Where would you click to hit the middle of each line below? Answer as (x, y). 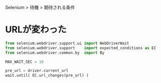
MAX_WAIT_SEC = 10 (24, 62)
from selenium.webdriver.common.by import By (55, 53)
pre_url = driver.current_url (37, 71)
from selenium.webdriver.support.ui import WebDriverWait (67, 43)
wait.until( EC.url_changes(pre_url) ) (47, 75)
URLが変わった (36, 30)
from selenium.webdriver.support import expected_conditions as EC (81, 48)
